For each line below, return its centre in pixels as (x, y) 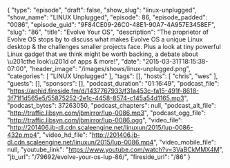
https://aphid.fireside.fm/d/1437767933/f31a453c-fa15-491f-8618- (105, 91)
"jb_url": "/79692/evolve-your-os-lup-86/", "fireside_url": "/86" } (99, 157)
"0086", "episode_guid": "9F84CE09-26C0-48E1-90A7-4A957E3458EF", (112, 25)
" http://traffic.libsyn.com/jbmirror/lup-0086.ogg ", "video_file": (95, 120)
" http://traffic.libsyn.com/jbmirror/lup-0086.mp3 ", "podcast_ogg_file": (106, 113)
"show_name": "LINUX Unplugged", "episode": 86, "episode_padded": (107, 17)
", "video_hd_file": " (64, 135)
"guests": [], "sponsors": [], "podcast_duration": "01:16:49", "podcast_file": (113, 83)
